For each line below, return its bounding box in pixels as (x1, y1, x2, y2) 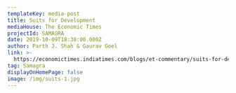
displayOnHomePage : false (7, 69, 83, 76)
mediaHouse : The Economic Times (7, 23, 102, 30)
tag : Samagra (7, 62, 46, 69)
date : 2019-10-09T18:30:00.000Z (7, 36, 102, 43)
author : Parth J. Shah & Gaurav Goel (7, 43, 118, 50)
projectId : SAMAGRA (7, 29, 65, 37)
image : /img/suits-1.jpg (7, 75, 80, 83)
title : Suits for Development (7, 17, 96, 24)
